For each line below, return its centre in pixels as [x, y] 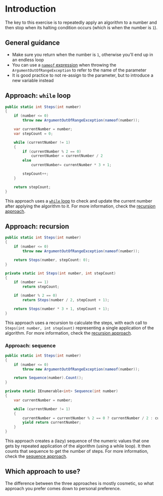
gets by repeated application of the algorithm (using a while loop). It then [78, 446]
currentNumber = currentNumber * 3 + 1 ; [71, 165]
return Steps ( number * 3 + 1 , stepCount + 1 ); [62, 309]
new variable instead [33, 80]
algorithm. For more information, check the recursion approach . [69, 333]
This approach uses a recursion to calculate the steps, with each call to [76, 323]
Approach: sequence [30, 345]
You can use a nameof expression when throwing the [64, 65]
